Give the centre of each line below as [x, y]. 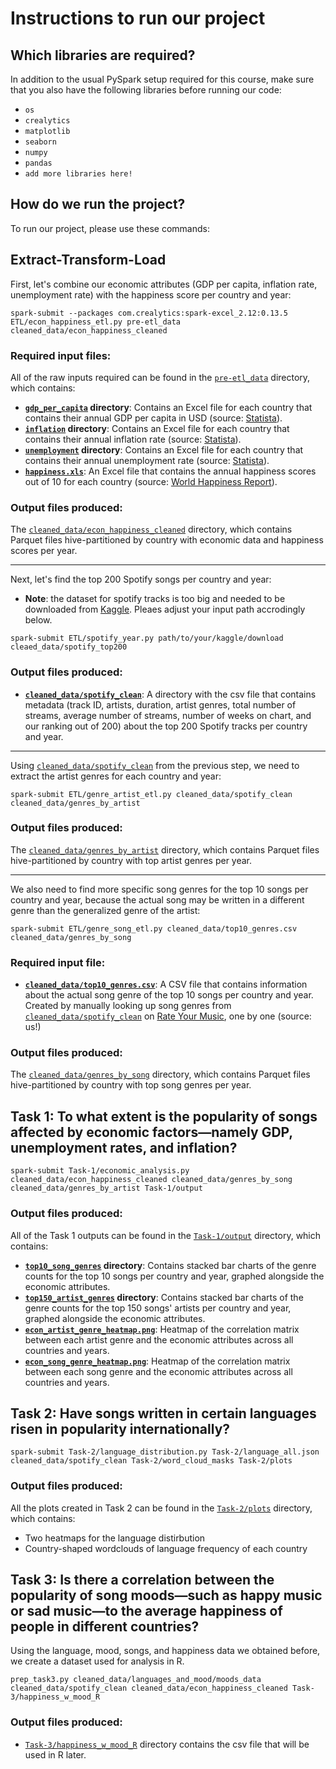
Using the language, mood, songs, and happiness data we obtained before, [165, 1651]
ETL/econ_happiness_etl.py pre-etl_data [96, 322]
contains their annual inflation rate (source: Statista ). [133, 439]
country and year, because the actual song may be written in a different [157, 899]
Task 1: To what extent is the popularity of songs [164, 1116]
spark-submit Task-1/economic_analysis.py [100, 1171]
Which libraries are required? [103, 55]
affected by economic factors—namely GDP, [151, 1132]
